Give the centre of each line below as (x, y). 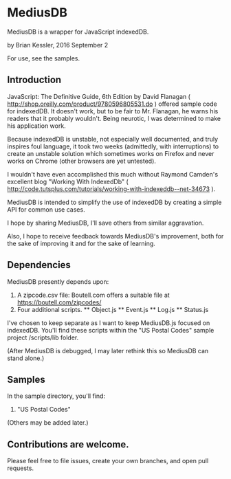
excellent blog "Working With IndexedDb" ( (68, 181)
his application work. (37, 126)
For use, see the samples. (44, 58)
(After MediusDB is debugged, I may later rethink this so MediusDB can (108, 350)
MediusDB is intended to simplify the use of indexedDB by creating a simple (114, 202)
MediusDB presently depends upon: (58, 281)
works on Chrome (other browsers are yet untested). (82, 161)
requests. (21, 468)
